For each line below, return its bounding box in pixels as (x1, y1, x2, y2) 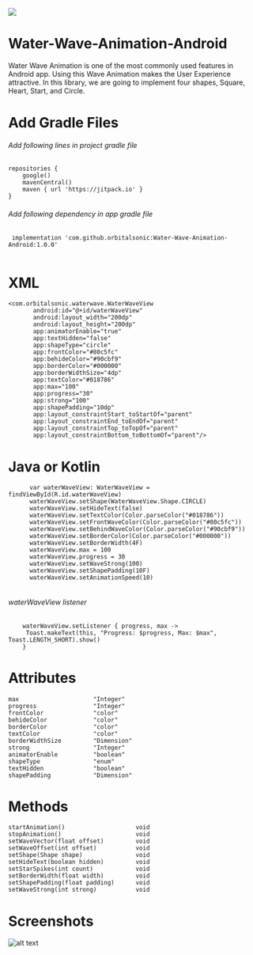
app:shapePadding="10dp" (32, 404, 115, 411)
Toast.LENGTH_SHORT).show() (8, 635, 101, 644)
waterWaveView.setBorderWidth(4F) (28, 539, 144, 548)
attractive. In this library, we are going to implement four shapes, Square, (8, 78, 246, 87)
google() (22, 172, 51, 180)
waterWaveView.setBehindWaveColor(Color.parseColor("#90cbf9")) (28, 525, 246, 533)
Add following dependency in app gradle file (8, 209, 153, 218)
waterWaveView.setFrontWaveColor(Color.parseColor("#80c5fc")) (28, 518, 243, 526)
